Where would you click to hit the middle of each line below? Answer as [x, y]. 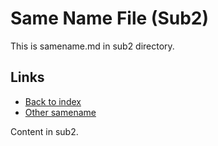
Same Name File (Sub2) [109, 18]
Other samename [60, 112]
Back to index [53, 101]
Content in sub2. [44, 131]
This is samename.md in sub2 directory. [92, 46]
